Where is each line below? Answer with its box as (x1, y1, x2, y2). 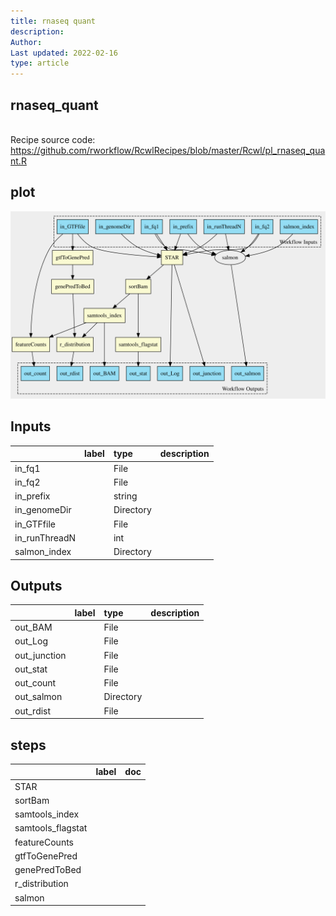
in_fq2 (14, 476, 41, 488)
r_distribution (14, 878, 69, 890)
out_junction (14, 649, 67, 661)
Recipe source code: (10, 133, 96, 145)
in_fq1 (14, 462, 41, 474)
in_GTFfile (14, 518, 56, 530)
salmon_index (14, 546, 72, 558)
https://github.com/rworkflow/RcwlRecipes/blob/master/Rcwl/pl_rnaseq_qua (10, 144, 326, 156)
